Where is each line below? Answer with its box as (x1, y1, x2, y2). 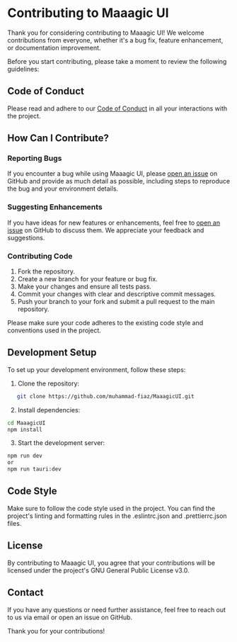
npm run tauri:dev (7, 466, 62, 473)
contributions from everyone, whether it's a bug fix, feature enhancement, (7, 35, 224, 44)
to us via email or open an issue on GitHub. (7, 613, 133, 621)
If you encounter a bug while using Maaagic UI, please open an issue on (7, 169, 218, 178)
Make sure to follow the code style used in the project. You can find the (7, 504, 216, 512)
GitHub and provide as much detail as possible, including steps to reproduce (7, 177, 231, 186)
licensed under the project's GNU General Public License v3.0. (7, 565, 190, 575)
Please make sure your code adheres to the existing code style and (7, 319, 204, 327)
